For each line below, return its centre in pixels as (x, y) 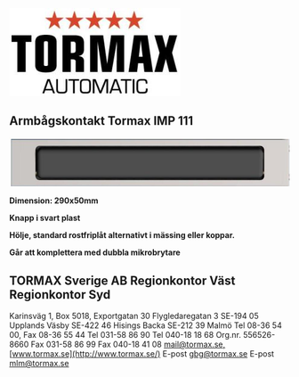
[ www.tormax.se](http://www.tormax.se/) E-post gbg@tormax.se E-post (141, 354)
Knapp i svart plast (45, 218)
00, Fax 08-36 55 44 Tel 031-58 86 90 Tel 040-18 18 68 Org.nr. (125, 335)
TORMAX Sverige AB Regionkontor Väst (122, 280)
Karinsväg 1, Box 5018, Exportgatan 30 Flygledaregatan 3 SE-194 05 (134, 316)
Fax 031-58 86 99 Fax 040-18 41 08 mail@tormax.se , (128, 344)
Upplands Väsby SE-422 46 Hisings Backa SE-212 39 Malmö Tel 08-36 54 (145, 325)
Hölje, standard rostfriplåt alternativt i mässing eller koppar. (122, 235)
